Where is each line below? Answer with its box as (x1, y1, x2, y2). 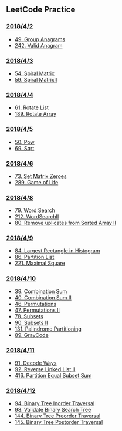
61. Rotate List (14, 104, 49, 111)
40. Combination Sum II (14, 294, 72, 301)
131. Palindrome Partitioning (14, 325, 82, 332)
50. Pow (14, 138, 35, 146)
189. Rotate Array (14, 110, 57, 117)
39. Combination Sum (14, 288, 67, 295)
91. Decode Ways (14, 359, 57, 366)
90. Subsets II (14, 319, 48, 326)
